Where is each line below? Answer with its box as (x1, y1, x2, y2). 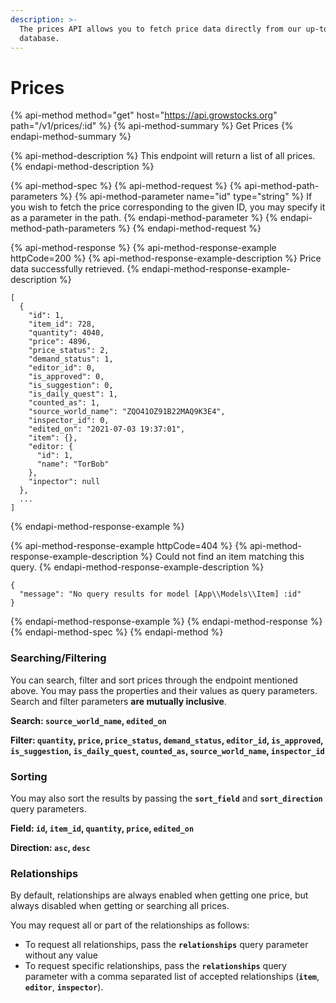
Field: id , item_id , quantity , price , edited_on (10, 822, 195, 834)
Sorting (10, 769, 48, 783)
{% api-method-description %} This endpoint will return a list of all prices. (10, 150, 316, 162)
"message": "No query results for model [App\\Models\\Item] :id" (19, 589, 302, 600)
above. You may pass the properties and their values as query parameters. (10, 684, 318, 696)
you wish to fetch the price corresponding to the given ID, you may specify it (10, 201, 326, 213)
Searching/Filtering (10, 651, 107, 665)
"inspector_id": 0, (28, 416, 110, 426)
